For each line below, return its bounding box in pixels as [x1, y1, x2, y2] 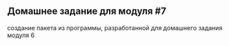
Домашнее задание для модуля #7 [7, 5, 167, 17]
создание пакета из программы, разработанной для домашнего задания [7, 23, 223, 32]
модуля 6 [7, 31, 35, 39]
